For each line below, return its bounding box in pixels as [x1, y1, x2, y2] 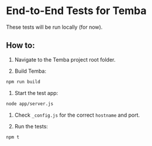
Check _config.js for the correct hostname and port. [14, 111, 140, 118]
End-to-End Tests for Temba [6, 4, 147, 18]
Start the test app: [14, 89, 58, 96]
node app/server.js [6, 101, 54, 107]
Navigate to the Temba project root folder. [14, 56, 116, 63]
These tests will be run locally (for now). [6, 23, 103, 30]
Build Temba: [14, 67, 47, 74]
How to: [6, 40, 35, 50]
